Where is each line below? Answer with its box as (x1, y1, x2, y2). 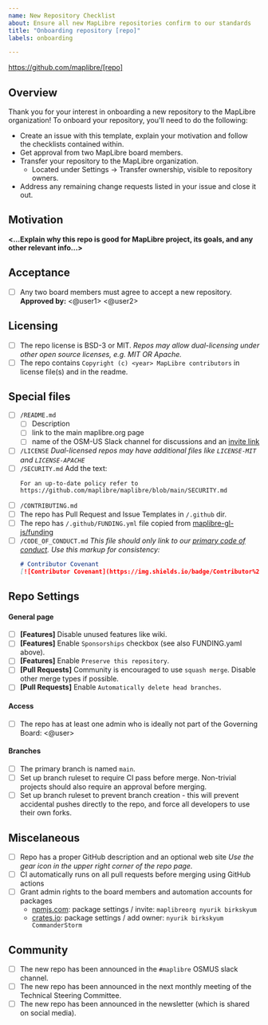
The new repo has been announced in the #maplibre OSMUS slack (19, 964, 238, 973)
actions (19, 878, 45, 889)
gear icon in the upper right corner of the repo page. (19, 862, 193, 871)
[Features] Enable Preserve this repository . (19, 656, 170, 666)
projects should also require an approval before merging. (19, 782, 207, 791)
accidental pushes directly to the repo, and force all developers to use (19, 799, 250, 809)
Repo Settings (8, 590, 80, 603)
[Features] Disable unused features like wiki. (19, 630, 167, 639)
